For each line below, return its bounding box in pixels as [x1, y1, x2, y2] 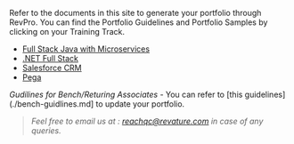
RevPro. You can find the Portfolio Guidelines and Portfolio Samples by [9, 17, 268, 28]
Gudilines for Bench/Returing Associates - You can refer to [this [9, 89, 243, 100]
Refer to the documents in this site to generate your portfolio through [9, 8, 262, 18]
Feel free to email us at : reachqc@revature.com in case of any [30, 116, 264, 126]
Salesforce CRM [21, 62, 82, 73]
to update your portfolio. [95, 99, 185, 109]
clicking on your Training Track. [9, 27, 126, 36]
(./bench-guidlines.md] [9, 99, 94, 109]
